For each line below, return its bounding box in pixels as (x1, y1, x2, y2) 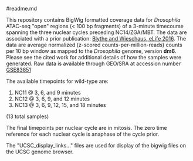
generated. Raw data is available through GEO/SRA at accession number (6, 60, 181, 67)
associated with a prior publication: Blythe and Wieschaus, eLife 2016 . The (6, 35, 187, 42)
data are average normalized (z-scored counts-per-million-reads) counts (6, 41, 183, 48)
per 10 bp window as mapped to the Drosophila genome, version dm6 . (6, 48, 177, 55)
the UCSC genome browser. (6, 148, 74, 155)
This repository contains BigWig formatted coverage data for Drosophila (6, 16, 181, 23)
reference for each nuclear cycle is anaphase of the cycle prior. (6, 130, 160, 137)
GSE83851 (6, 66, 31, 73)
